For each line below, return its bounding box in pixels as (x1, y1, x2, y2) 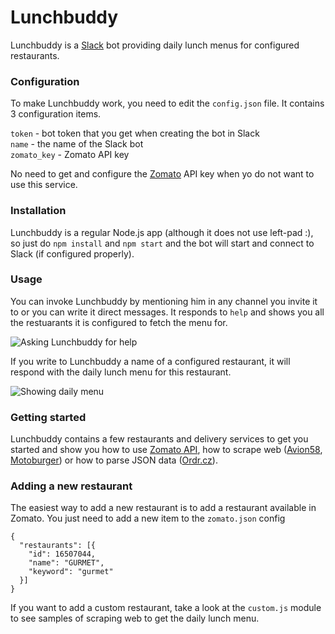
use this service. (10, 179, 78, 191)
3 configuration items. (10, 108, 102, 120)
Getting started (10, 410, 87, 424)
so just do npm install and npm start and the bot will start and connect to (10, 237, 315, 249)
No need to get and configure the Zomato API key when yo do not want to (10, 168, 315, 180)
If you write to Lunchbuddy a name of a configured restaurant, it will (10, 355, 291, 367)
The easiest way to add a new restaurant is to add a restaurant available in (10, 502, 317, 514)
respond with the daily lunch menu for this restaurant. (10, 366, 232, 378)
